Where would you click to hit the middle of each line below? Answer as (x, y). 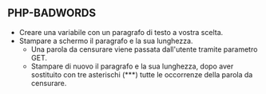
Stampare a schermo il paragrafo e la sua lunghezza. (106, 41)
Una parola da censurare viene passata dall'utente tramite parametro (144, 49)
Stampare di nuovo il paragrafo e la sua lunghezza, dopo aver (132, 66)
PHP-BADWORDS (52, 13)
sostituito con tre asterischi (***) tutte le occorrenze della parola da (142, 74)
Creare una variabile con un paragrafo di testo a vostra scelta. (121, 32)
